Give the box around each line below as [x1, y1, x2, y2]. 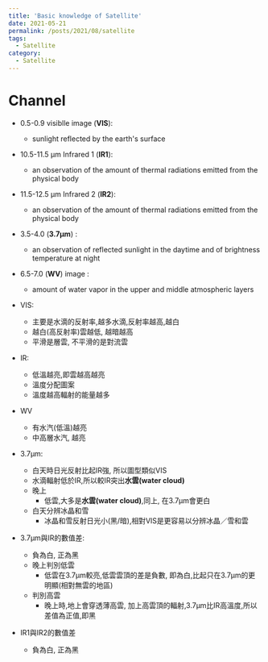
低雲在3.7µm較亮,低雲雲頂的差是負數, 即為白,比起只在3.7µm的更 [43, 570, 256, 580]
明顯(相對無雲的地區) [43, 580, 113, 589]
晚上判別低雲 [31, 560, 75, 569]
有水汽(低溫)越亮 [31, 423, 87, 432]
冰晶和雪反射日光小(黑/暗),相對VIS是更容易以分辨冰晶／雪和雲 [43, 515, 249, 525]
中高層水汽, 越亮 [31, 432, 86, 442]
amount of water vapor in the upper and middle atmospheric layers [31, 284, 254, 294]
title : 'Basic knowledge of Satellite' [8, 11, 142, 20]
